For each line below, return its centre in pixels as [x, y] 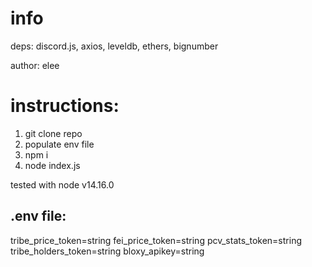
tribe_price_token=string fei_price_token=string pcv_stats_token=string [156, 240]
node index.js [52, 165]
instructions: [65, 106]
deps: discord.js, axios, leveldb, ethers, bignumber [114, 46]
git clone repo [53, 133]
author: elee [35, 65]
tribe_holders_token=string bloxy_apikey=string [107, 251]
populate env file [59, 144]
